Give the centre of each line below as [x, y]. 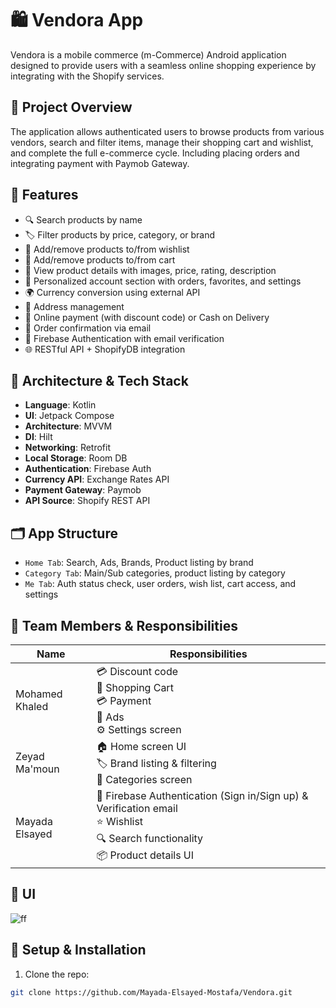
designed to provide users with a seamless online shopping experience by [163, 65]
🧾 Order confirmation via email [88, 328]
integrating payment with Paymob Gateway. [100, 163]
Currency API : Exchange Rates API [97, 479]
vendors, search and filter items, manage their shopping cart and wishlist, [162, 142]
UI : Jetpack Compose [69, 416]
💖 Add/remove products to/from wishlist [107, 249]
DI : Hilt [38, 437]
